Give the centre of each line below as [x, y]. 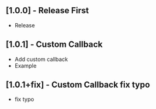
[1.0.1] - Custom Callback [54, 45]
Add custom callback [41, 59]
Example [26, 65]
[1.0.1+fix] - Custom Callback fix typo [78, 85]
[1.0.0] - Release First [47, 11]
